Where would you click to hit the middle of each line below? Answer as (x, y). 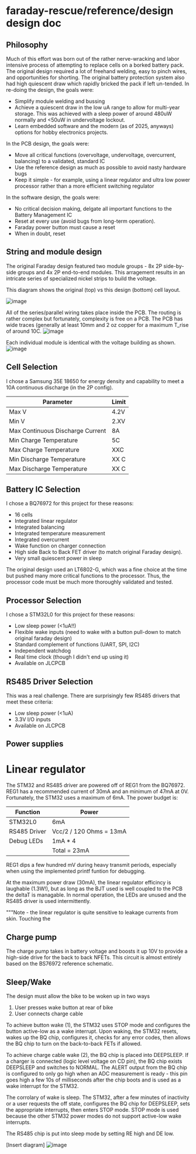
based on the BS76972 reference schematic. (60, 964)
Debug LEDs (26, 841)
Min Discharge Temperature (47, 459)
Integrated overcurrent (42, 540)
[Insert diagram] (25, 1145)
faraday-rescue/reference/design (90, 11)
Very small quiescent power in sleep (58, 558)
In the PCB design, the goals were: (48, 144)
